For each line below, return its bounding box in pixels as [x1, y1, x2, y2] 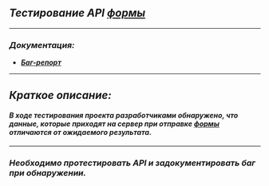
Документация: [9, 39, 75, 50]
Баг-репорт [20, 57, 62, 67]
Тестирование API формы [9, 6, 146, 20]
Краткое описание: [9, 88, 112, 102]
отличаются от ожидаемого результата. [9, 128, 152, 137]
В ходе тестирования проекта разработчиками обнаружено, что [9, 111, 239, 121]
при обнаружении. [9, 167, 87, 178]
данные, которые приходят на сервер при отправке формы [9, 119, 220, 129]
